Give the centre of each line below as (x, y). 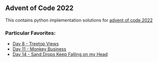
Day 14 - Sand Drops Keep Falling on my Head (60, 55)
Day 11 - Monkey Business (39, 49)
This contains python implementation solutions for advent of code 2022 (79, 20)
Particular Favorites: (30, 33)
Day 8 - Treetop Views (35, 44)
